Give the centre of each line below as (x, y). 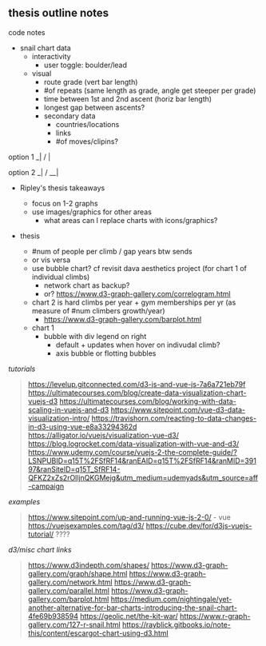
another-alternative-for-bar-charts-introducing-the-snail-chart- (133, 608)
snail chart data (46, 48)
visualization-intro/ (59, 418)
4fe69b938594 (53, 616)
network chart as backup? (87, 285)
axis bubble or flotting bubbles (106, 353)
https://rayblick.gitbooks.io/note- (177, 624)
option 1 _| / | (30, 157)
